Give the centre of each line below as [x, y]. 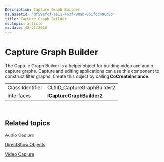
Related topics [27, 123]
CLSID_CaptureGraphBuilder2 [81, 88]
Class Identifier [25, 88]
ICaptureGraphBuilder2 [75, 96]
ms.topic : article [24, 23]
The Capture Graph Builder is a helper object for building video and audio [79, 66]
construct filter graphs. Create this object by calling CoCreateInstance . [77, 76]
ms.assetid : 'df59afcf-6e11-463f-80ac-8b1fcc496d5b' [60, 14]
